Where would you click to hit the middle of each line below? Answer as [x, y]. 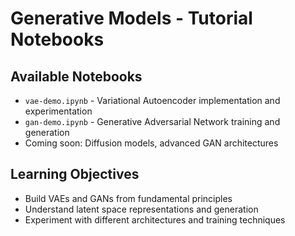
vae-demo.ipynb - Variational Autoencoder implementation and [152, 100]
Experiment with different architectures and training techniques [155, 219]
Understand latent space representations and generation [141, 209]
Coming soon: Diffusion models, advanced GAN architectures [151, 143]
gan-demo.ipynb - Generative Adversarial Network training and [152, 121]
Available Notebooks [76, 76]
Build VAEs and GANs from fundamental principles [128, 198]
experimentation [58, 111]
